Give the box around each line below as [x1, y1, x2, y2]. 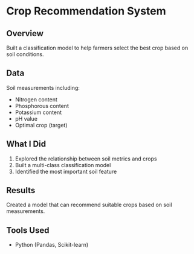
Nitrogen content [15, 95, 57, 103]
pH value [15, 115, 38, 122]
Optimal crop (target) [15, 121, 68, 129]
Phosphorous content [15, 102, 70, 109]
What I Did [6, 139, 47, 149]
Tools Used [6, 225, 50, 235]
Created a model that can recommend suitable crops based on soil [6, 201, 172, 209]
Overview [6, 28, 44, 39]
